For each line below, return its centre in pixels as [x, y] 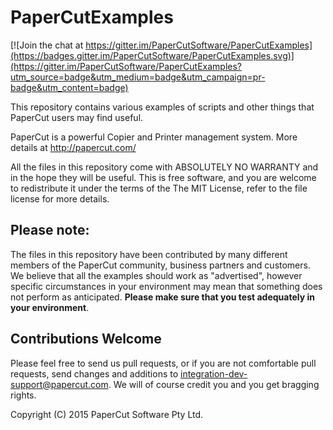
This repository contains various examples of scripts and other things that [162, 107]
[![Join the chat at [47, 45]
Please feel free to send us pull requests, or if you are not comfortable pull [163, 363]
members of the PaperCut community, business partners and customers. [160, 265]
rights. [23, 395]
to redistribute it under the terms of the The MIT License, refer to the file [159, 188]
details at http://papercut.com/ [73, 147]
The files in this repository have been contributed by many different [149, 254]
